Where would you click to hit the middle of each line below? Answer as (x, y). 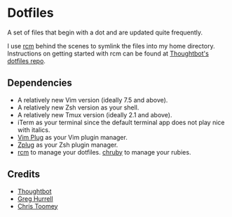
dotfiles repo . (26, 60)
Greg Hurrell (35, 199)
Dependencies (40, 83)
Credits (24, 175)
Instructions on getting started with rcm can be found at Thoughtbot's (108, 53)
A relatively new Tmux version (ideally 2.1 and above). (95, 114)
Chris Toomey (37, 206)
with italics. (34, 130)
